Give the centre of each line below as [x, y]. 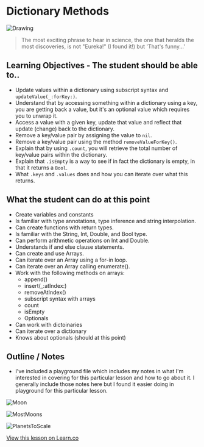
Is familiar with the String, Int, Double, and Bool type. [81, 234]
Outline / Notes [36, 356]
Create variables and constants [54, 214]
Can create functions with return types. [64, 227]
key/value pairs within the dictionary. [61, 154]
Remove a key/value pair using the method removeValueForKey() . [96, 141]
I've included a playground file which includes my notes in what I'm [99, 371]
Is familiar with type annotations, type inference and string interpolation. [105, 221]
